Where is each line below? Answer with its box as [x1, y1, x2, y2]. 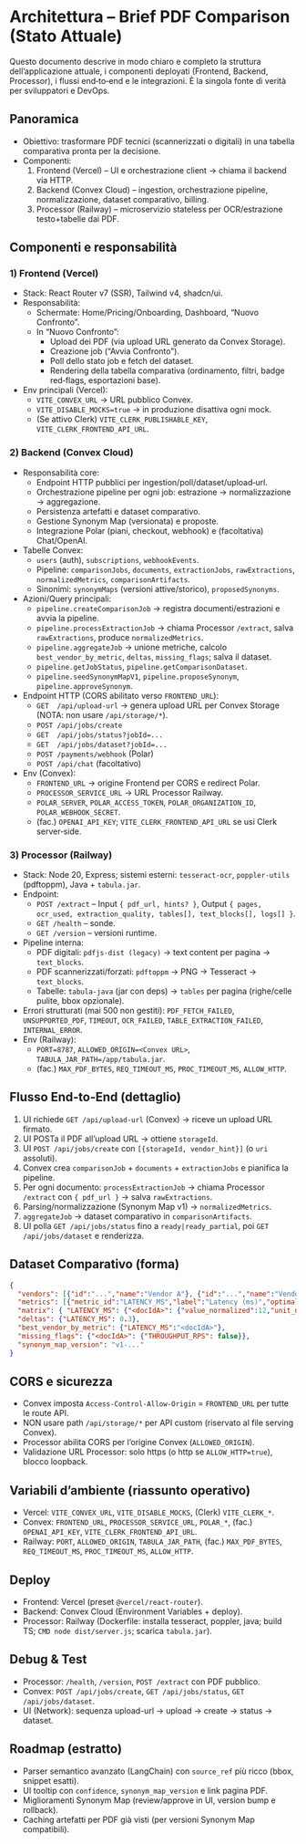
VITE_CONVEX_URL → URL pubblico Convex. [36, 394, 194, 405]
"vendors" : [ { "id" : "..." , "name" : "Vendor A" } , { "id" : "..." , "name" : [17, 1289, 275, 1298]
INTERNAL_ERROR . [22, 1025, 84, 1036]
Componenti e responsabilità [9, 240, 178, 255]
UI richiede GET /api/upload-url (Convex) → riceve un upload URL [22, 1113, 273, 1124]
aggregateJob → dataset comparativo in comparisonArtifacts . [22, 1211, 252, 1222]
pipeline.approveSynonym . [36, 680, 134, 691]
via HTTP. [36, 174, 74, 185]
